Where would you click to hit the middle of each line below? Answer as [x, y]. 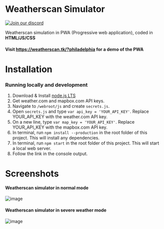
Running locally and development [46, 84]
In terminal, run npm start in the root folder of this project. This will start [86, 143]
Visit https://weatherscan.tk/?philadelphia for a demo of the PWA [75, 49]
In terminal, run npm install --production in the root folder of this [80, 133]
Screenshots [32, 174]
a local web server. [32, 149]
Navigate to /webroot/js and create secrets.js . [61, 106]
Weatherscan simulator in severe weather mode [56, 210]
